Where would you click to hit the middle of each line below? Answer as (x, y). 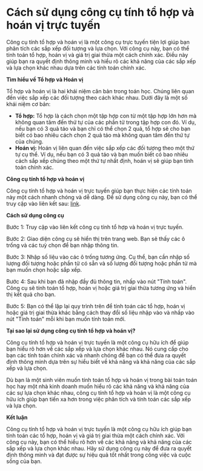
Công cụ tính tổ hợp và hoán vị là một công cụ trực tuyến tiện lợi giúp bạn (98, 42)
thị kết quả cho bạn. (31, 294)
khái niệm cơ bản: (28, 104)
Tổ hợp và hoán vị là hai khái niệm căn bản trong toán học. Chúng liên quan (101, 91)
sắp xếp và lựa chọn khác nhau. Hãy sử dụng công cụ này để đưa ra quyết (99, 448)
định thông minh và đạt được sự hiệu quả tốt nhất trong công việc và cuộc (99, 455)
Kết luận (17, 417)
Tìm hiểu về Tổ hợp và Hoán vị (45, 79)
